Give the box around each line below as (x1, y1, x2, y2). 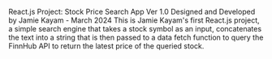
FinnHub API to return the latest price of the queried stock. (8, 41, 205, 51)
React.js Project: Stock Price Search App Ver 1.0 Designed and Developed (8, 7, 256, 16)
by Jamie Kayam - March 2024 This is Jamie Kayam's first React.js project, (8, 15, 260, 25)
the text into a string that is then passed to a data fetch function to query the (8, 32, 264, 42)
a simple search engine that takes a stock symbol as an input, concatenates (8, 24, 262, 33)
